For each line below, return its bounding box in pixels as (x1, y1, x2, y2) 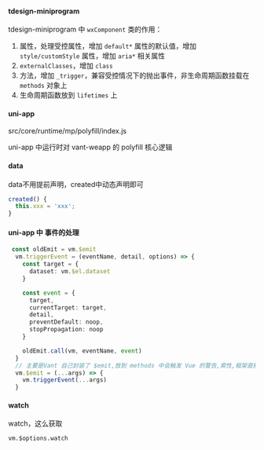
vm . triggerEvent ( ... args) (22, 376, 108, 384)
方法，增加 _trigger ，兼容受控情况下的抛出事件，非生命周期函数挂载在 (19, 71, 250, 80)
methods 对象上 (19, 81, 68, 90)
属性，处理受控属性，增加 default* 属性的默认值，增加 (19, 42, 196, 51)
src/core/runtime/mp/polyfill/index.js (8, 126, 127, 136)
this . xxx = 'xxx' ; (15, 203, 76, 210)
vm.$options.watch (8, 434, 68, 443)
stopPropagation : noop (28, 326, 104, 334)
